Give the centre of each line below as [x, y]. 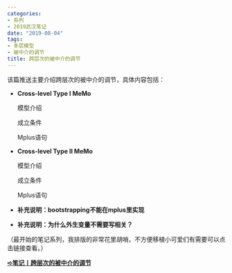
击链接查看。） [27, 248]
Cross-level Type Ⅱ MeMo [55, 151]
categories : [24, 14]
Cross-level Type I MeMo [54, 93]
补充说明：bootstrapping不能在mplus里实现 [81, 210]
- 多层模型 [21, 46]
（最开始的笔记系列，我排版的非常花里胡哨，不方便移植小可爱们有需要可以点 [116, 239]
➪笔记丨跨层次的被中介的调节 [49, 263]
